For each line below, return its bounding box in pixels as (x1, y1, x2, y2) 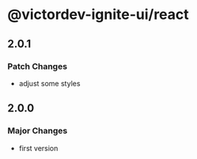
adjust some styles (18, 78, 81, 88)
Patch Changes (7, 61, 68, 72)
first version (18, 143, 59, 153)
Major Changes (7, 125, 68, 136)
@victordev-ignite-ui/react (7, 6, 189, 24)
